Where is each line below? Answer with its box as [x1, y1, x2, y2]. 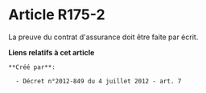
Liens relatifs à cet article [8, 47, 95, 57]
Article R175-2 [8, 6, 106, 24]
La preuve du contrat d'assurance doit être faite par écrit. [8, 32, 199, 42]
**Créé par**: [8, 63, 56, 71]
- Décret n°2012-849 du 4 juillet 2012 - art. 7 [15, 77, 182, 85]
